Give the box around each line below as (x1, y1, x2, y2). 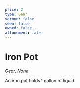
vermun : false (5, 16, 35, 21)
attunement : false (5, 30, 43, 35)
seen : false (5, 21, 30, 26)
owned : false (5, 26, 32, 31)
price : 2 (5, 7, 23, 12)
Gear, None (5, 68, 29, 74)
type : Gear (5, 12, 28, 17)
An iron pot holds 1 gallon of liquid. (5, 77, 76, 83)
